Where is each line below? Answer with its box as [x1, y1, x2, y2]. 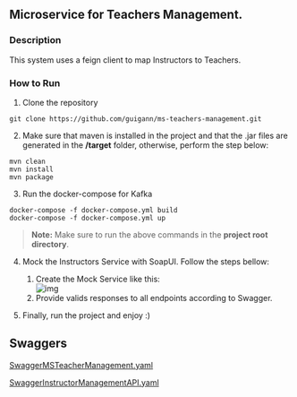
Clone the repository [21, 97, 98, 108]
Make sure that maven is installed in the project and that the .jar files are [21, 130, 288, 141]
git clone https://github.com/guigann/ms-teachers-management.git [9, 114, 262, 124]
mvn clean [9, 157, 47, 166]
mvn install [9, 165, 54, 174]
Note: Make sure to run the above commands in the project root [30, 229, 268, 240]
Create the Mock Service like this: [35, 273, 161, 284]
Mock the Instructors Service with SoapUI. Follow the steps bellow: [21, 255, 270, 267]
